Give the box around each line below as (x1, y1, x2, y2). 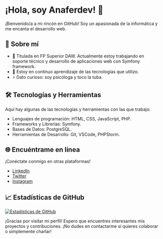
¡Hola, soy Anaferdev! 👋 (5, 4, 104, 16)
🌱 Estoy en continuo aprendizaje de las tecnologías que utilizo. (12, 69, 139, 74)
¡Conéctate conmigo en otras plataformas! (5, 159, 91, 165)
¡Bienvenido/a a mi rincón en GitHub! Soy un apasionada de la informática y (5, 21, 158, 26)
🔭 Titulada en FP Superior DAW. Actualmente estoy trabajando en (12, 53, 144, 59)
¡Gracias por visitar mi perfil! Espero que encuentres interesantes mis (5, 218, 145, 224)
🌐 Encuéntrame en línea (5, 145, 80, 154)
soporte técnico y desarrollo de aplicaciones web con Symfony (12, 58, 140, 64)
